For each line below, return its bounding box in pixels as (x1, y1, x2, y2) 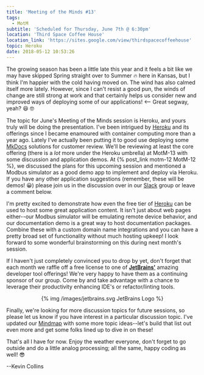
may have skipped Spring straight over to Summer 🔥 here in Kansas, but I (6, 71, 191, 79)
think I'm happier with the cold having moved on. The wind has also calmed (6, 79, 196, 86)
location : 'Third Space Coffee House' (6, 32, 105, 38)
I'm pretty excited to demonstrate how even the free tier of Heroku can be (6, 199, 192, 207)
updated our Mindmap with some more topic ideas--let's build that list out (6, 320, 192, 327)
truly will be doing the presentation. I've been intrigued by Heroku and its (6, 123, 189, 130)
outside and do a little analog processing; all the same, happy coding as (6, 344, 186, 351)
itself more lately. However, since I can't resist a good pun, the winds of (6, 85, 186, 92)
